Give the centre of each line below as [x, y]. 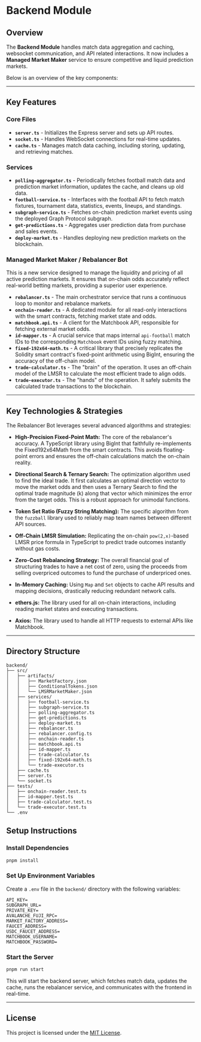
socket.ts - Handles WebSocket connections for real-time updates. [98, 139]
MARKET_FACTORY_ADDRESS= [37, 921]
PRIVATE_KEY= [22, 910]
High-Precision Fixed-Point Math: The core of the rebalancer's [93, 437]
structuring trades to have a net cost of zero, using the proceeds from [101, 567]
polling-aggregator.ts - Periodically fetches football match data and [100, 180]
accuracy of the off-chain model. [55, 361]
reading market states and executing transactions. [77, 609]
